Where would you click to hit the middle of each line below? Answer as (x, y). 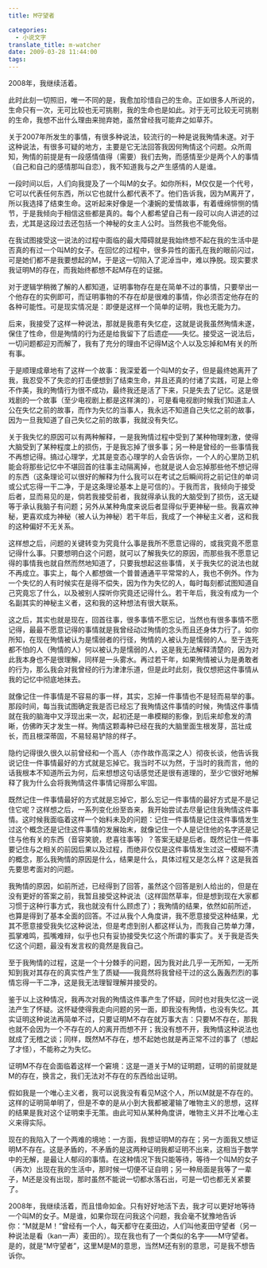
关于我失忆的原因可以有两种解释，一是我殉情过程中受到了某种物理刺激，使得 (133, 437)
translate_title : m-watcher (55, 45)
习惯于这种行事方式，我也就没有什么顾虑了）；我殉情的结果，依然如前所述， (132, 906)
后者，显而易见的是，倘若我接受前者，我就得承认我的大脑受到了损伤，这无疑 (133, 496)
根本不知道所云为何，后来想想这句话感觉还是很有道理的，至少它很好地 (137, 773)
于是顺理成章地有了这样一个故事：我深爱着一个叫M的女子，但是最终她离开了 (133, 370)
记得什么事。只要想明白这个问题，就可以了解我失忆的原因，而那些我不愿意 (130, 553)
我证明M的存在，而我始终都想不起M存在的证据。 (88, 270)
